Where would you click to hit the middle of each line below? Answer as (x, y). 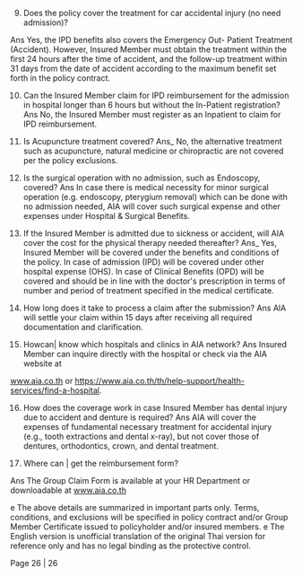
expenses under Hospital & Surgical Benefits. (107, 216)
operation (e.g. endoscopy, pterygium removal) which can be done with (155, 197)
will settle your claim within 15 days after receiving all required (138, 317)
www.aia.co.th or (42, 381)
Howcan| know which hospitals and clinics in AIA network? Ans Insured (155, 344)
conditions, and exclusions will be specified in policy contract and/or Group (149, 517)
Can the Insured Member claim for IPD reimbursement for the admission (156, 95)
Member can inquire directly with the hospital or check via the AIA (145, 354)
